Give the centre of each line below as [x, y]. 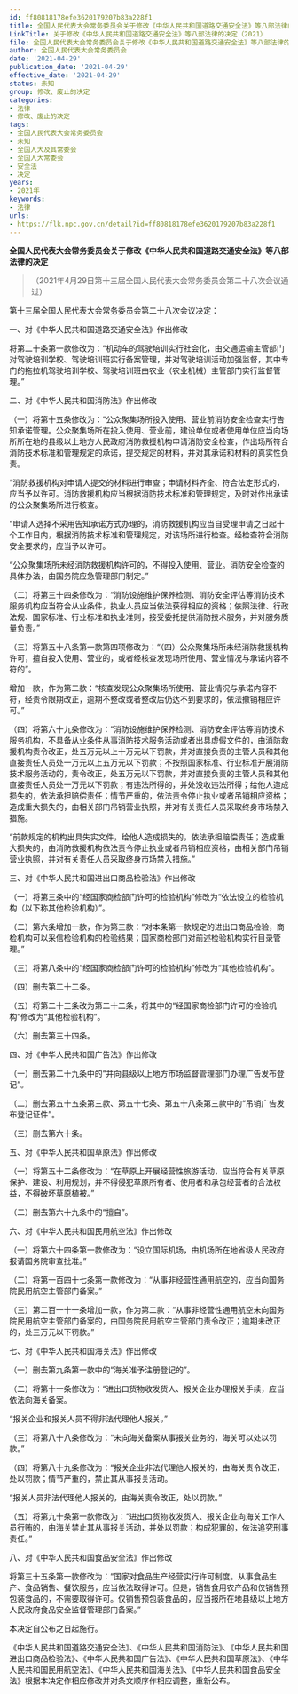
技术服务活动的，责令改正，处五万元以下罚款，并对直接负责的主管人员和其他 [149, 773]
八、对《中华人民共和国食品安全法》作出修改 [91, 1557]
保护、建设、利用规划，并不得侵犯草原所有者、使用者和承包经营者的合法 [141, 1181]
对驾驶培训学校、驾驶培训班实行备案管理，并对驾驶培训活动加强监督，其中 [145, 359]
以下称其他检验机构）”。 [67, 908]
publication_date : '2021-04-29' [69, 68]
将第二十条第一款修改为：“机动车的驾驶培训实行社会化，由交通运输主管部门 [147, 348]
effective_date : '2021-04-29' [65, 76]
